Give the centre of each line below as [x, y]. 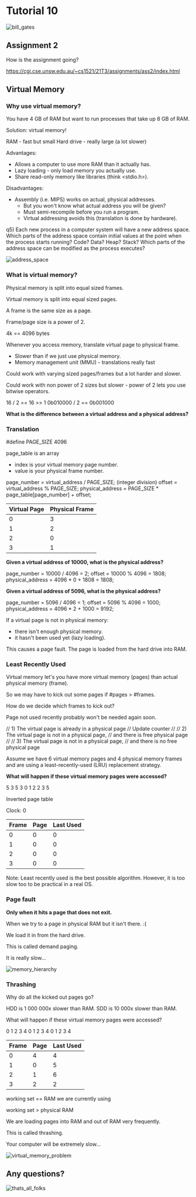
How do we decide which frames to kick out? [61, 706]
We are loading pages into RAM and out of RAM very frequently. [83, 1121]
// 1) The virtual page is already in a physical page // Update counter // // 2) [97, 729]
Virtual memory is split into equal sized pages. [62, 299]
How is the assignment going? [42, 59]
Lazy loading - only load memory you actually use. [75, 171]
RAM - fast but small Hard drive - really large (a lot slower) [76, 141]
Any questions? [35, 1174]
